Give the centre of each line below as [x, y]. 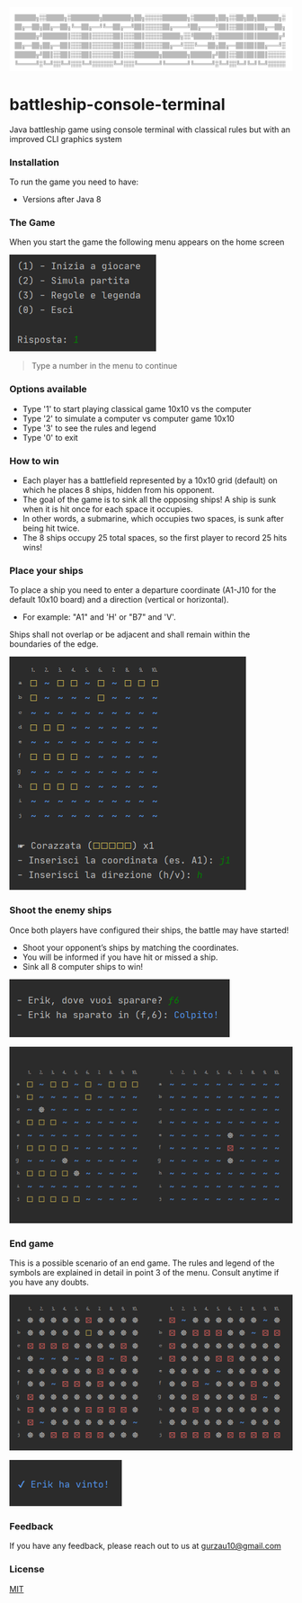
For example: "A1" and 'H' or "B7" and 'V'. [99, 617]
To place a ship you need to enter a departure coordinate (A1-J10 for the [143, 590]
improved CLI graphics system [66, 139]
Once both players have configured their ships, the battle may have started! [149, 930]
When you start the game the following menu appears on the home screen [147, 242]
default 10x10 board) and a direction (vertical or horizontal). [119, 600]
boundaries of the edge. [54, 644]
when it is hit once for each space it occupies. [107, 509]
